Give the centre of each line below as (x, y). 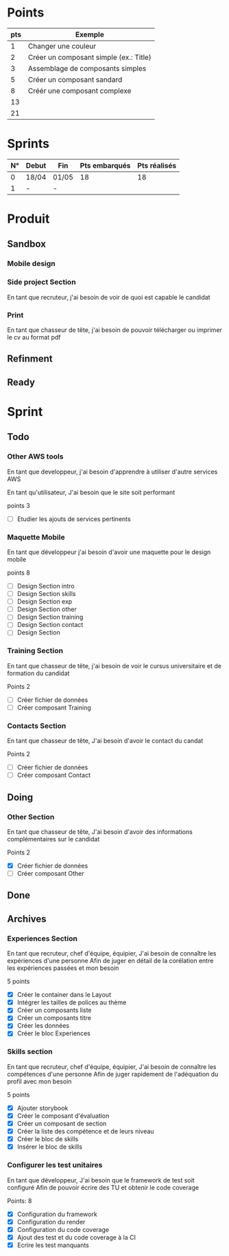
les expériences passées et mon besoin (63, 968)
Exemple (89, 34)
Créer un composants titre (54, 1018)
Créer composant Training (54, 707)
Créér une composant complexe (80, 91)
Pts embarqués (105, 165)
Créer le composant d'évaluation (63, 1116)
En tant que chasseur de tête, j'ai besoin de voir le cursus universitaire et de (114, 665)
